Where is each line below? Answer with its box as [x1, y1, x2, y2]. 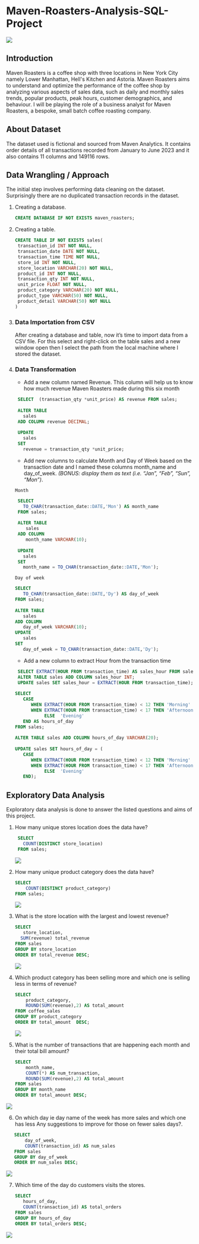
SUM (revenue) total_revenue [20, 935, 90, 941]
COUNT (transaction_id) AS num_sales [24, 1143, 116, 1149]
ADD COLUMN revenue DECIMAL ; [17, 418, 90, 425]
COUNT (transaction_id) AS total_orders [23, 1204, 122, 1210]
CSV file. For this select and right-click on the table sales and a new [14, 337, 181, 344]
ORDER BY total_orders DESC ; [14, 1221, 87, 1227]
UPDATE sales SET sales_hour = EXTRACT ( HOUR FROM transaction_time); [17, 679, 194, 685]
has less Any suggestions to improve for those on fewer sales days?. [14, 1120, 183, 1128]
